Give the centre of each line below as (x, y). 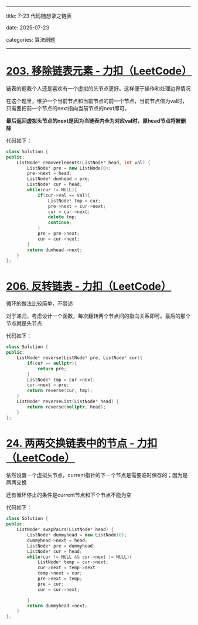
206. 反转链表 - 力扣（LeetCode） (89, 286)
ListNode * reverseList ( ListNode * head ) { (68, 401)
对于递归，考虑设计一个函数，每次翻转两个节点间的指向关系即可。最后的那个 (98, 316)
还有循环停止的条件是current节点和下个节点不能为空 (69, 495)
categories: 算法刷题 (31, 40)
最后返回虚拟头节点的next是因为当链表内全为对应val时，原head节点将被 (93, 120)
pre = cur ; (51, 584)
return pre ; (52, 369)
